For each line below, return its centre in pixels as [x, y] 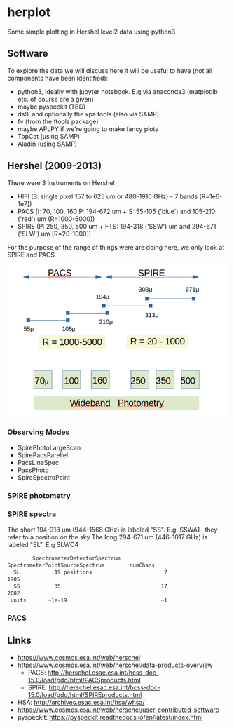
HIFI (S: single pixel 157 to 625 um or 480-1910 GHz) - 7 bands [108, 196]
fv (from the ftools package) [58, 121]
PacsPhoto [33, 470]
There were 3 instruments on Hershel [61, 182]
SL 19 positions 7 [91, 572]
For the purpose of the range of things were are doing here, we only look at [116, 247]
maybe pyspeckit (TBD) [51, 107]
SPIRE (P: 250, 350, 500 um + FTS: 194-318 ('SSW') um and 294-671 [117, 226]
